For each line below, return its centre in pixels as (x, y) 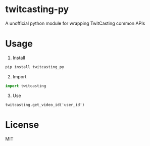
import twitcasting (26, 86)
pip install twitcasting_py (35, 67)
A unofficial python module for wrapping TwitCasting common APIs (75, 23)
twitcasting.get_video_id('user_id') (45, 105)
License (22, 125)
